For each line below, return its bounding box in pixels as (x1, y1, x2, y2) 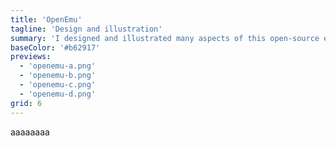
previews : (10, 52, 52, 62)
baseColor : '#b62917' (10, 42, 101, 53)
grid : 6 (10, 98, 43, 108)
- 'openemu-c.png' (19, 80, 97, 90)
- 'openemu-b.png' (19, 71, 97, 81)
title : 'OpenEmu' (10, 14, 83, 25)
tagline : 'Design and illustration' (10, 24, 163, 34)
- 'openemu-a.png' (19, 61, 97, 71)
